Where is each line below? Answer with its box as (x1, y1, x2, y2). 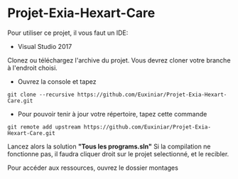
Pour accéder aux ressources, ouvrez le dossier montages (7, 163, 179, 172)
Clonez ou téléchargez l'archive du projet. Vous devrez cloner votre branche (7, 55, 231, 65)
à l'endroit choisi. (7, 63, 58, 72)
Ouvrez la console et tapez (17, 77, 97, 86)
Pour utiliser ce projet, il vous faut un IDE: (7, 28, 129, 37)
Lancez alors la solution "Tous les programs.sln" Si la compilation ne (7, 142, 211, 151)
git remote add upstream (7, 123, 81, 131)
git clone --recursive (7, 91, 75, 98)
